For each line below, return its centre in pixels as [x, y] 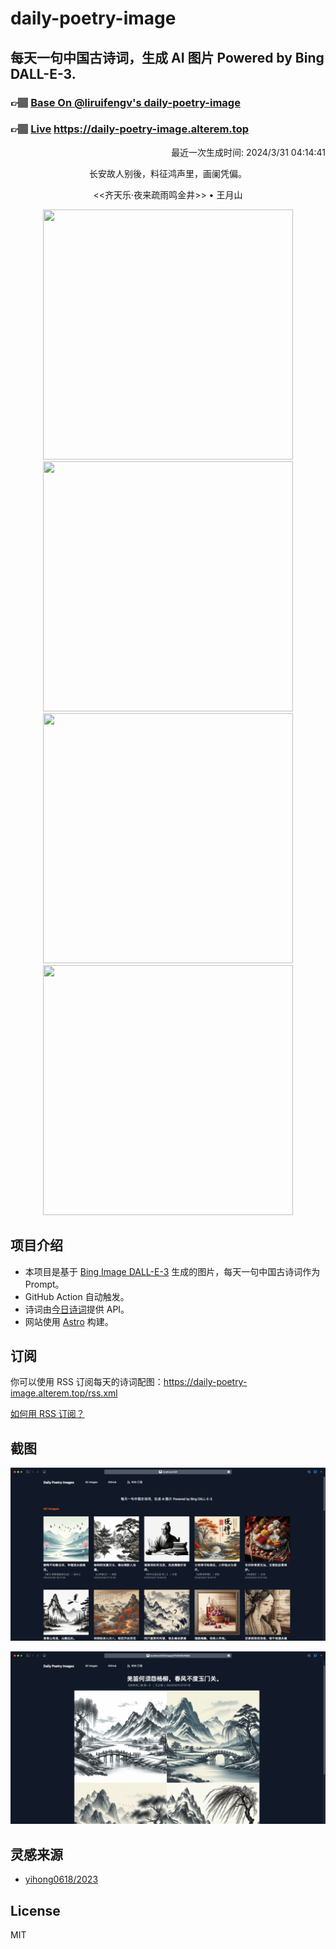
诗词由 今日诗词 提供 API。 [77, 1309]
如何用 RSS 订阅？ [47, 1414]
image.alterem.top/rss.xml [64, 1393]
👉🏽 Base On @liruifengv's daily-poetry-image [125, 102]
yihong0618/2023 [61, 1879]
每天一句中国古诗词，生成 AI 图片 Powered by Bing [167, 57]
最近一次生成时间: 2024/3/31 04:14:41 [248, 152]
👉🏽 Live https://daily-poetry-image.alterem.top [129, 129]
